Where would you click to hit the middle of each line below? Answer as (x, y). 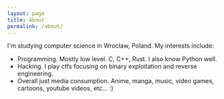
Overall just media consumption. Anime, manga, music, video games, (115, 81)
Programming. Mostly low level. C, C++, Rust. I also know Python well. (117, 59)
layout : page (26, 13)
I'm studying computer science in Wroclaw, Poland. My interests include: (111, 46)
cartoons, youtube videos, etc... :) (65, 88)
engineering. (35, 74)
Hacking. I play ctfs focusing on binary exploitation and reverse (107, 67)
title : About (26, 20)
